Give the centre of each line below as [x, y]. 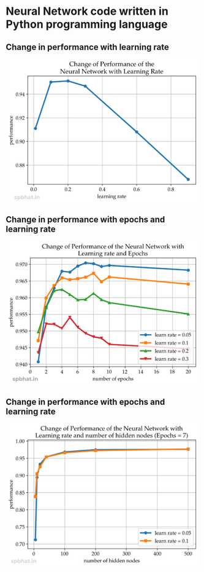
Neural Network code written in [87, 11]
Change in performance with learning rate [87, 47]
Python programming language [87, 24]
